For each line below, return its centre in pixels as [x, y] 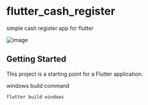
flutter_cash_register [61, 11]
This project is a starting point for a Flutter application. [75, 74]
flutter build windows [35, 97]
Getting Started [36, 59]
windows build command [38, 85]
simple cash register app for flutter [50, 28]
